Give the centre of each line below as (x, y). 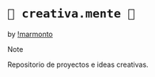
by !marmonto (30, 34)
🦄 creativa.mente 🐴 (71, 14)
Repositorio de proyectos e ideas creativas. (78, 64)
